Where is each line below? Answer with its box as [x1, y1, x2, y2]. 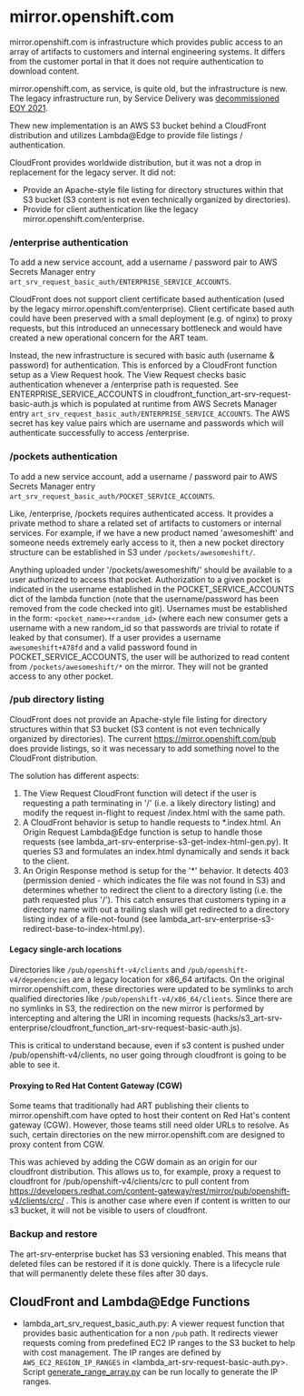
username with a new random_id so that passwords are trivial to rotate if [9, 622, 279, 633]
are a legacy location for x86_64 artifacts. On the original [72, 974, 285, 985]
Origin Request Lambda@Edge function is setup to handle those [22, 826, 263, 837]
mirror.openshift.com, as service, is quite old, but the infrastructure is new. [9, 83, 289, 94]
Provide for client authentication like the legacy [22, 203, 199, 215]
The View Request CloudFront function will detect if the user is [22, 787, 257, 798]
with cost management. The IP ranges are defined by [22, 1347, 221, 1358]
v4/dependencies [9, 976, 71, 985]
